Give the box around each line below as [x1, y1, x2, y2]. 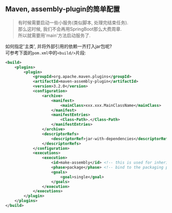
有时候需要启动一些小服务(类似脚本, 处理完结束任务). [17, 20, 129, 26]
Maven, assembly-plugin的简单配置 [5, 5, 120, 14]
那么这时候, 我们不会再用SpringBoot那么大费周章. [17, 26, 122, 32]
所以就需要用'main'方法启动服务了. [17, 32, 91, 38]
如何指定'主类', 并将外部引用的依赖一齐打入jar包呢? [5, 43, 112, 49]
